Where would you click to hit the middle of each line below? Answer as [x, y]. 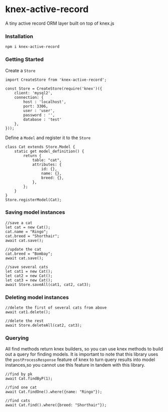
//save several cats [27, 267]
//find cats [18, 401]
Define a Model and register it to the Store [48, 138]
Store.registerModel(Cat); [33, 200]
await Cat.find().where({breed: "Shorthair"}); [56, 405]
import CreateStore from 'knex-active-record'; [56, 80]
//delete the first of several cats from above [56, 308]
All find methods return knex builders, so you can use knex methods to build [84, 349]
